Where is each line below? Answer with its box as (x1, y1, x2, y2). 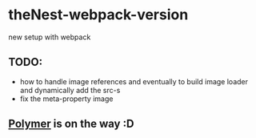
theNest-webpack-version (8, 6, 189, 24)
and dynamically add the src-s (19, 85, 121, 95)
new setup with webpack (8, 32, 91, 42)
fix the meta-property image (19, 94, 114, 103)
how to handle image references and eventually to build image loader (19, 76, 248, 86)
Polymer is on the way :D (8, 117, 134, 131)
